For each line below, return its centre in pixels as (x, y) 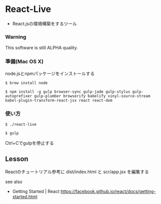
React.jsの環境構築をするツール (45, 23)
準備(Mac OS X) (24, 62)
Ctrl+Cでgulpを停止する (30, 143)
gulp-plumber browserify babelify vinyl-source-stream (92, 96)
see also (14, 182)
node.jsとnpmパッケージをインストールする (50, 73)
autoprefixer (19, 96)
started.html (25, 197)
